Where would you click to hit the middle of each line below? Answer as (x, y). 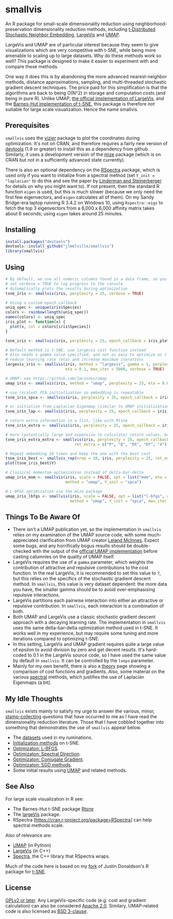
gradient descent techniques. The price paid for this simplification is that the (86, 87)
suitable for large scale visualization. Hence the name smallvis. (72, 109)
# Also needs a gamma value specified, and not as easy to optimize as (84, 355)
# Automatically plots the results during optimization (66, 289)
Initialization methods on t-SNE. (46, 743)
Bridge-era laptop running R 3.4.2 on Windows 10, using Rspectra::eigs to (84, 202)
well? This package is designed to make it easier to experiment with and (82, 61)
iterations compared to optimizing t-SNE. (56, 639)
